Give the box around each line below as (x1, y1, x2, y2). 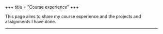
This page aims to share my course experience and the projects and (5, 14, 142, 19)
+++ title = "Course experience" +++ (5, 4, 79, 10)
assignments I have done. (5, 19, 57, 24)
